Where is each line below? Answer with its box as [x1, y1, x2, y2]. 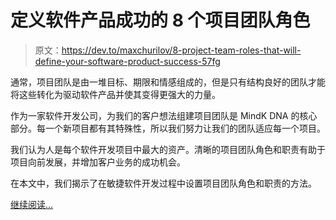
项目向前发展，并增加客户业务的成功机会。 [10, 156, 186, 168]
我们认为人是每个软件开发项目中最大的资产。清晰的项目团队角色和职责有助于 [10, 143, 326, 155]
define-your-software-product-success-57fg [34, 55, 221, 67]
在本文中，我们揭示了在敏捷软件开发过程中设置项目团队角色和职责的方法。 [10, 177, 317, 189]
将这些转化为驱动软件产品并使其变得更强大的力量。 [10, 88, 221, 100]
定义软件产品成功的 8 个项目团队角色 [10, 9, 311, 32]
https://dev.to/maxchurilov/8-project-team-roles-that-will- [61, 44, 302, 56]
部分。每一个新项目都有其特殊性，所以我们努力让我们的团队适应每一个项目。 [10, 122, 326, 134]
